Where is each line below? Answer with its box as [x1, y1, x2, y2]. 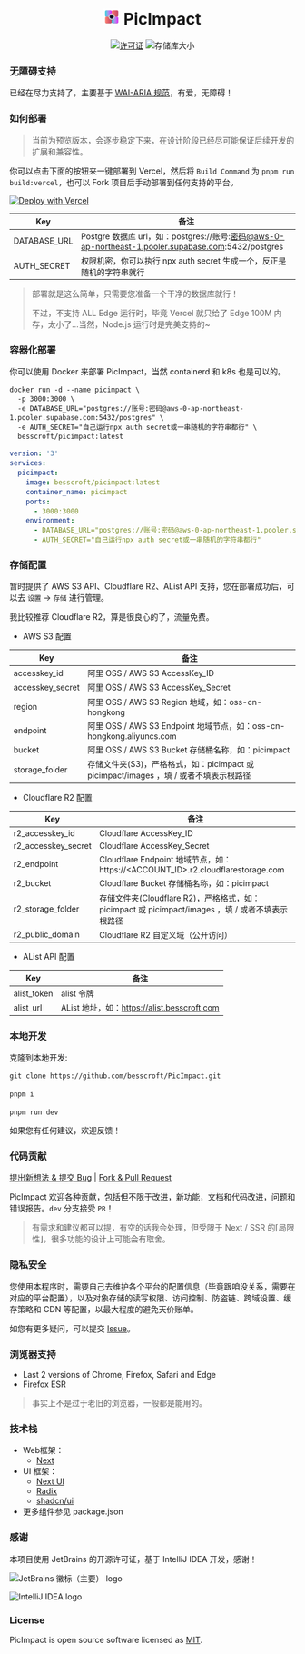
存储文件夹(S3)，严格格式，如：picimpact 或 [87, 759, 255, 770]
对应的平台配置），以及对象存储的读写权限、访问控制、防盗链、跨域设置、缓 [9, 1292, 292, 1303]
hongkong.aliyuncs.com [87, 731, 177, 742]
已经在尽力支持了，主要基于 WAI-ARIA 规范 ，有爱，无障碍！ [9, 87, 234, 98]
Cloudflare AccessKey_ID [99, 827, 193, 839]
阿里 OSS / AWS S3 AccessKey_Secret [87, 682, 231, 693]
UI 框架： [22, 1466, 57, 1477]
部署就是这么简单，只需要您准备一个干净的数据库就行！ [31, 288, 239, 299]
